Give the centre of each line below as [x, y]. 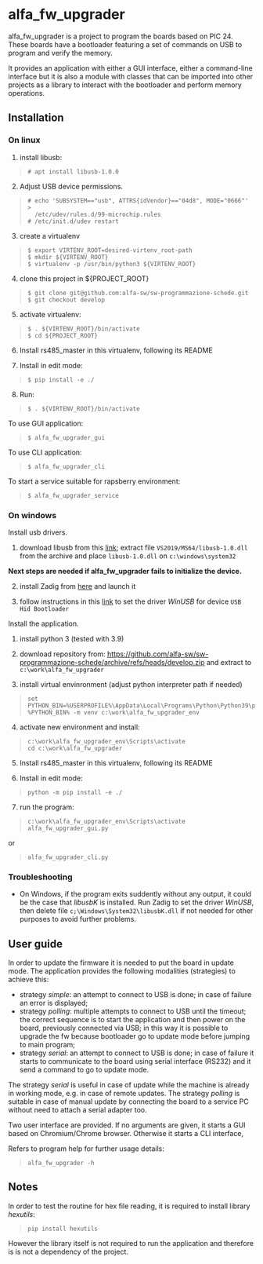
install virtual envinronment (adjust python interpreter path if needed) [131, 684]
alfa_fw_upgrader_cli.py [68, 857]
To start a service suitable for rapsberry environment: [94, 481]
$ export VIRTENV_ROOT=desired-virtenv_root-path [110, 250]
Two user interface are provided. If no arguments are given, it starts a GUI [127, 1125]
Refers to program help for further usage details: [86, 1149]
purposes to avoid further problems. [78, 919]
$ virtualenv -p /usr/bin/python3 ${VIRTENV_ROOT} [112, 264]
